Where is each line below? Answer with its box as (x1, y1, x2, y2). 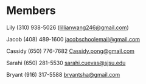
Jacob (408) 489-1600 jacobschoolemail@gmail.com (6, 35, 141, 43)
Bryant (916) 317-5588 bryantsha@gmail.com (6, 71, 120, 78)
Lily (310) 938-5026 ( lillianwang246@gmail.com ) (6, 24, 129, 31)
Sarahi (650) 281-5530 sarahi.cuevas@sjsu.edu (6, 59, 126, 66)
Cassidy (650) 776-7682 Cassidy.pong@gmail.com (6, 47, 135, 55)
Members (6, 4, 56, 18)
